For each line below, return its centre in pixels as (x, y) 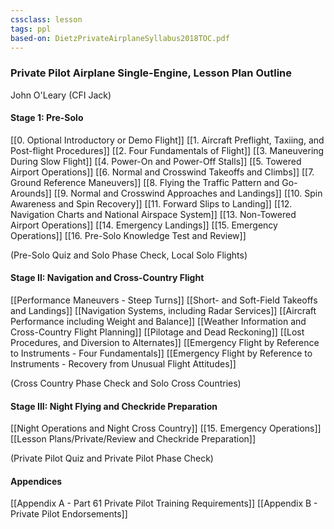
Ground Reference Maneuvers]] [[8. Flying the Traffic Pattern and (145, 182)
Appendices (36, 481)
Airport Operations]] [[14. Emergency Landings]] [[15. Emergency (144, 225)
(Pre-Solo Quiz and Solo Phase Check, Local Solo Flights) (129, 255)
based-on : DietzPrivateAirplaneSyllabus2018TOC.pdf (120, 38)
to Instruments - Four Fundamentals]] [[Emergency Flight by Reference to (161, 353)
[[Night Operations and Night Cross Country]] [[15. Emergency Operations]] (166, 428)
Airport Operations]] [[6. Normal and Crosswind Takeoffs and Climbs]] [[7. (162, 172)
